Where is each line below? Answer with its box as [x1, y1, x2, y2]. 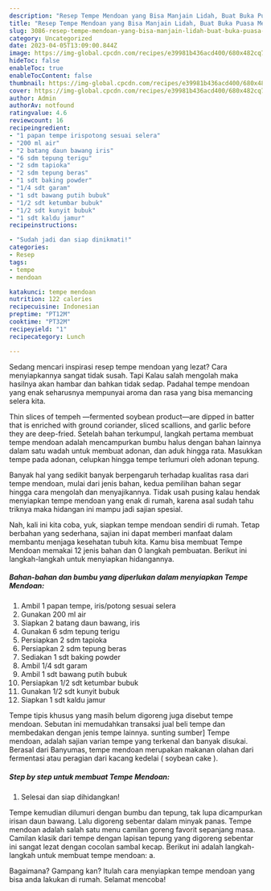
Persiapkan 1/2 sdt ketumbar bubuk [20, 678, 139, 688]
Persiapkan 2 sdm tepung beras [20, 644, 127, 654]
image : [9, 49, 31, 57]
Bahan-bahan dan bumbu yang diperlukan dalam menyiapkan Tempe [9, 572, 248, 582]
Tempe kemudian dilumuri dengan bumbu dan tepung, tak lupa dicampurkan [9, 808, 263, 818]
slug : [9, 27, 27, 35]
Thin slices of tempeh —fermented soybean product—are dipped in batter [9, 411, 255, 421]
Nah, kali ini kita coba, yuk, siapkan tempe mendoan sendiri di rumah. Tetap [9, 520, 261, 530]
